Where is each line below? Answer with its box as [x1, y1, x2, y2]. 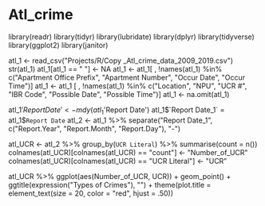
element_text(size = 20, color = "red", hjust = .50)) [8, 189, 174, 198]
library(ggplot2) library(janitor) [8, 40, 109, 49]
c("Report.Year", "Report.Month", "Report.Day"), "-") [8, 123, 181, 133]
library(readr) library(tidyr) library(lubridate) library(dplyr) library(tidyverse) [8, 32, 255, 41]
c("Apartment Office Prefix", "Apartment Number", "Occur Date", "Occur [8, 72, 246, 82]
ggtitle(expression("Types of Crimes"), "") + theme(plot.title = [8, 180, 212, 189]
